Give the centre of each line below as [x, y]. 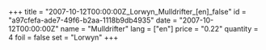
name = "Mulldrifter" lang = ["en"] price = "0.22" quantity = [159, 29]
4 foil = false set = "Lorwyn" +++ [63, 37]
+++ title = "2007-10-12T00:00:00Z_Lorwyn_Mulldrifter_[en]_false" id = [127, 12]
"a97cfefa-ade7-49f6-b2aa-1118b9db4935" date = [93, 20]
